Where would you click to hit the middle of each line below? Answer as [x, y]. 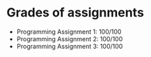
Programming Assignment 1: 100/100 [69, 32]
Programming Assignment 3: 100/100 [70, 46]
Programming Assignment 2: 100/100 [70, 38]
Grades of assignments [75, 13]
